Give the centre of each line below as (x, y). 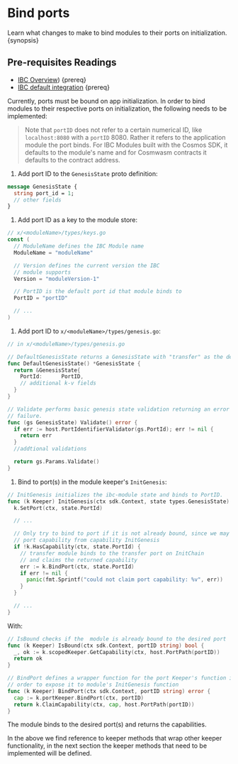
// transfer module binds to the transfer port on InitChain (112, 553)
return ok (28, 659)
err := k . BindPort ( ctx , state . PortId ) (77, 566)
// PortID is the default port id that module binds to (98, 292)
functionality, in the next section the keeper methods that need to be (107, 746)
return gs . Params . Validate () (57, 462)
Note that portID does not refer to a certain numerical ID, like (113, 130)
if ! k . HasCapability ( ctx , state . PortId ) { (77, 547)
